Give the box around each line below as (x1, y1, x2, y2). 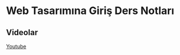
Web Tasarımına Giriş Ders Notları (6, 4, 175, 18)
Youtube (6, 43, 26, 50)
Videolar (6, 27, 38, 37)
